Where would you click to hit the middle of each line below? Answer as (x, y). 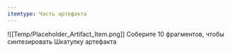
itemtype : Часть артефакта (47, 14)
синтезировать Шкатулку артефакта (62, 41)
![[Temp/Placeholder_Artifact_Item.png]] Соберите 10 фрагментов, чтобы (116, 34)
